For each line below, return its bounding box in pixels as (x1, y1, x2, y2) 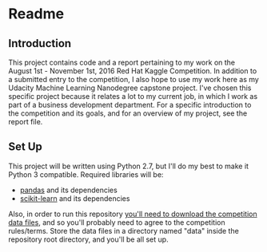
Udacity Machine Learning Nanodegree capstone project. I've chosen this (8, 83, 252, 93)
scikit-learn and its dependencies (19, 193, 130, 203)
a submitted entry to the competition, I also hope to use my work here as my (8, 75, 260, 84)
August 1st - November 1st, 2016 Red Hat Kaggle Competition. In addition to (8, 66, 257, 76)
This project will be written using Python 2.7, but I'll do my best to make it (8, 161, 249, 171)
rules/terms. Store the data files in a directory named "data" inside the (8, 226, 240, 235)
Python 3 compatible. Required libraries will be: (8, 169, 164, 179)
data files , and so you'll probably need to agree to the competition (8, 217, 225, 227)
